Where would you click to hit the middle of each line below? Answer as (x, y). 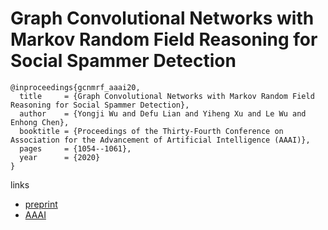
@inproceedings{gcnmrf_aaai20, (75, 87)
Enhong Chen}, (40, 122)
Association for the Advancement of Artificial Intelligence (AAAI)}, (160, 140)
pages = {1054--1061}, (75, 148)
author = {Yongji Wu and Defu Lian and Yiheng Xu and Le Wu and (163, 113)
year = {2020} (60, 157)
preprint (41, 204)
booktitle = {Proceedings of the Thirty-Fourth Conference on (151, 131)
